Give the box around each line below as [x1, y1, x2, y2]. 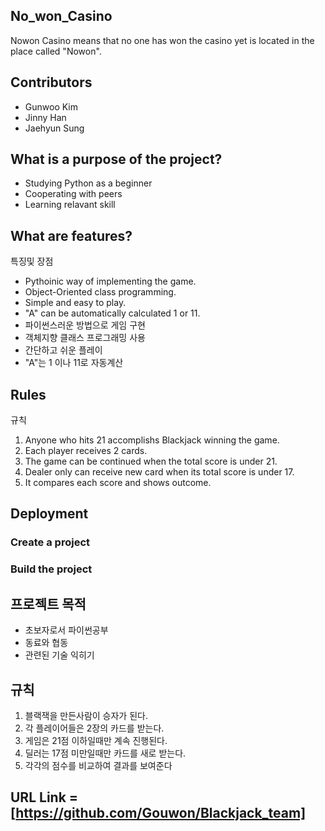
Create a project [10, 535, 90, 549]
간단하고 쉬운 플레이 [24, 344, 103, 356]
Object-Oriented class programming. [24, 286, 177, 298]
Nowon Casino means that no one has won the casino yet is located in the [10, 34, 315, 46]
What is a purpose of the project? [10, 151, 223, 168]
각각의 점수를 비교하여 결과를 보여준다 [24, 759, 173, 771]
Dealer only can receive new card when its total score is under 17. [24, 466, 295, 478]
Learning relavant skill [24, 199, 116, 211]
